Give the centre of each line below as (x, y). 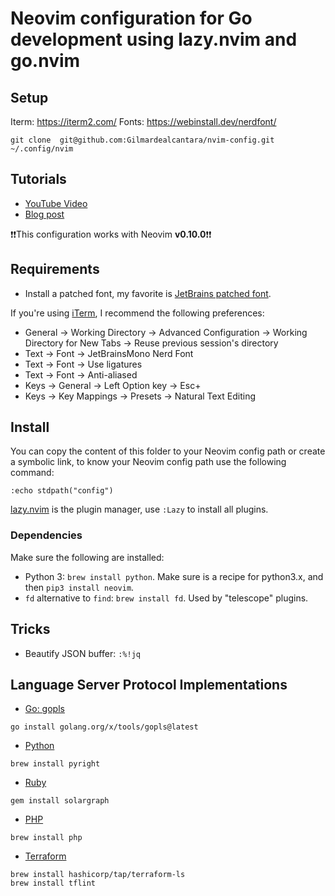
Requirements (55, 269)
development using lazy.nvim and (154, 39)
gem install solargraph (60, 801)
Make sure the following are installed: (87, 557)
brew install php (46, 838)
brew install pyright (55, 764)
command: (32, 473)
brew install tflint (53, 883)
